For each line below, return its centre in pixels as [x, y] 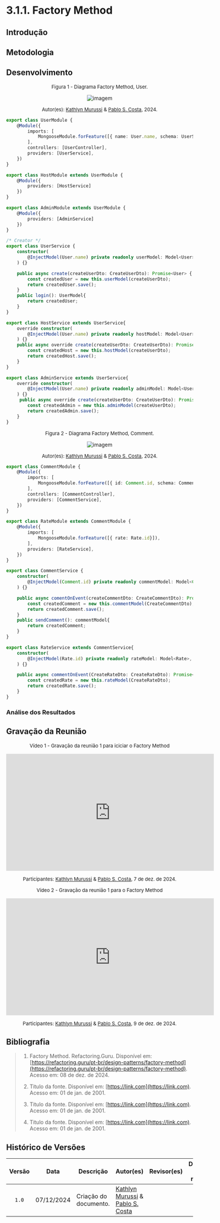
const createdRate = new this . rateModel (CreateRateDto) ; [99, 680]
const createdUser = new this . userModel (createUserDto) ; [99, 279]
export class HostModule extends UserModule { [65, 175]
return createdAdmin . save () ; [63, 411]
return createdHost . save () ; [62, 356]
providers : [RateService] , [61, 549]
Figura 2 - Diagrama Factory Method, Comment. [100, 433]
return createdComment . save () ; [66, 609]
